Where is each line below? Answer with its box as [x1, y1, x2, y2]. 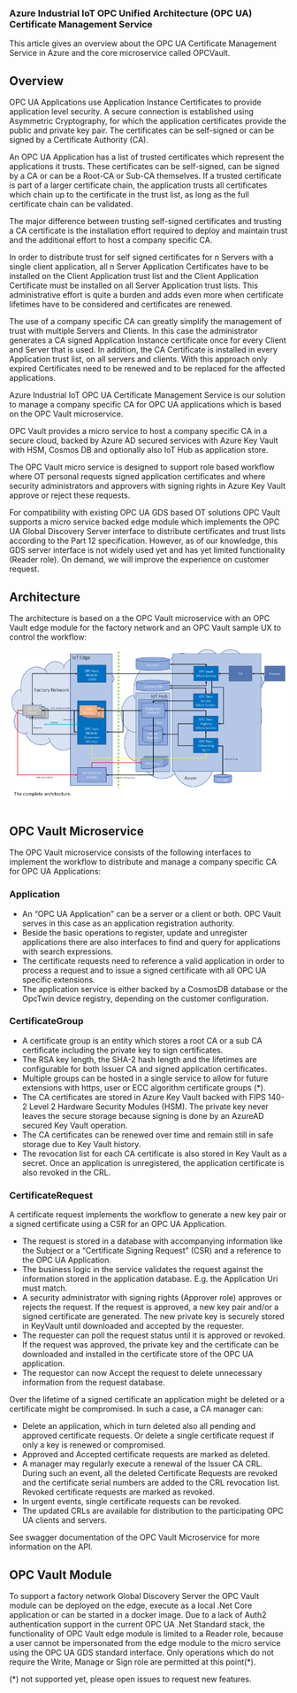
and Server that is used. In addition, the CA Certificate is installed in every [9, 345, 278, 355]
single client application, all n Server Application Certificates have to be [9, 261, 270, 272]
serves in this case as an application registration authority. [21, 918, 235, 928]
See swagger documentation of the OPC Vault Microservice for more [9, 1532, 261, 1543]
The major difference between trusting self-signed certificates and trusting [9, 216, 282, 227]
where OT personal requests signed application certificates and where [9, 471, 266, 482]
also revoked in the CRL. [21, 1167, 111, 1177]
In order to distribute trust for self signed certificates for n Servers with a [9, 252, 274, 263]
